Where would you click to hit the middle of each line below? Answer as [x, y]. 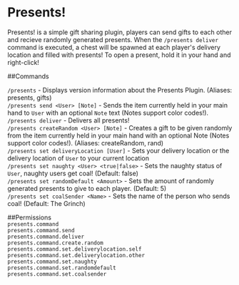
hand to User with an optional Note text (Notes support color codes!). [108, 113]
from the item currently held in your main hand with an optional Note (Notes [118, 135]
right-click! [23, 62]
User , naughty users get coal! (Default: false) [73, 173]
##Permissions [30, 217]
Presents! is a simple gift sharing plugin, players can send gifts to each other [119, 32]
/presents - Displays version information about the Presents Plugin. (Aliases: [120, 90]
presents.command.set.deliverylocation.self [75, 249]
